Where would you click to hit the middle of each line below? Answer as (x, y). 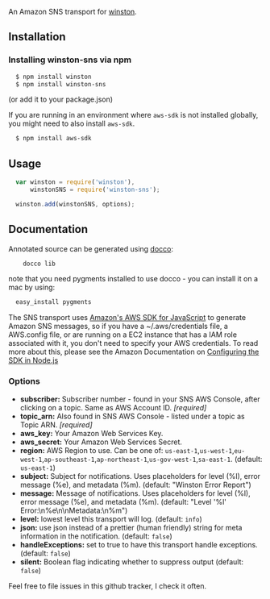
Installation (37, 37)
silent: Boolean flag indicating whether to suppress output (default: (132, 562)
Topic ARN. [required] (56, 424)
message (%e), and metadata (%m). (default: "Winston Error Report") (135, 485)
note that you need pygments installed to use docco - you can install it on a (133, 279)
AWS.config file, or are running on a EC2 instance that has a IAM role (123, 335)
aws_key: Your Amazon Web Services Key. (91, 433)
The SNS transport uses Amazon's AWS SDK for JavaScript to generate (127, 318)
